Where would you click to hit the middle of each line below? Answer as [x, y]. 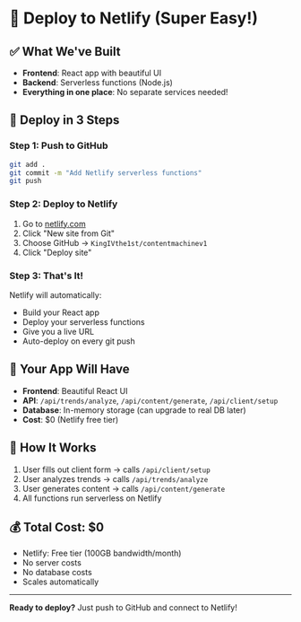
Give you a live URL [58, 331]
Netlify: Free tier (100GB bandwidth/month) [102, 553]
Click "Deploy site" [57, 252]
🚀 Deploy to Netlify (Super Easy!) [133, 18]
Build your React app [61, 312]
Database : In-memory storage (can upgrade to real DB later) [134, 410]
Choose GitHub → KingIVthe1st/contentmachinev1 [115, 242]
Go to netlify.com [54, 223]
